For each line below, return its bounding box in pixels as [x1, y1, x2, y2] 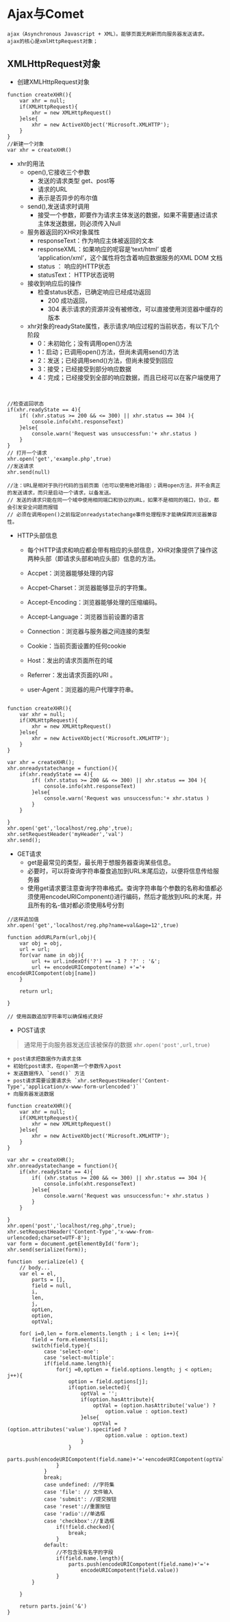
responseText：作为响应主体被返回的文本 [37, 236, 154, 244]
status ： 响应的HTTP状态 [37, 262, 111, 270]
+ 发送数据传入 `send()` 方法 [7, 1069, 86, 1077]
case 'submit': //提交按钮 [43, 1495, 117, 1503]
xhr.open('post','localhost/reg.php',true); [7, 1222, 136, 1229]
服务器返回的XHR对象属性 [27, 227, 101, 236]
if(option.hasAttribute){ [80, 1396, 155, 1403]
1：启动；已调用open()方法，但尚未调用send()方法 [37, 347, 179, 356]
